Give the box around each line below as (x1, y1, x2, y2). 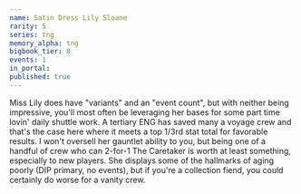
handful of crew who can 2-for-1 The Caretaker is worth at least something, (9, 145, 292, 156)
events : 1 (9, 55, 47, 64)
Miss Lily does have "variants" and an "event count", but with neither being (9, 97, 290, 108)
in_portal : (9, 64, 51, 73)
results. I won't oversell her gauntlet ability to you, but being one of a (9, 135, 266, 146)
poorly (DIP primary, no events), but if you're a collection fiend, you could (9, 164, 284, 175)
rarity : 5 (9, 22, 47, 31)
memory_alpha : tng (9, 38, 79, 48)
